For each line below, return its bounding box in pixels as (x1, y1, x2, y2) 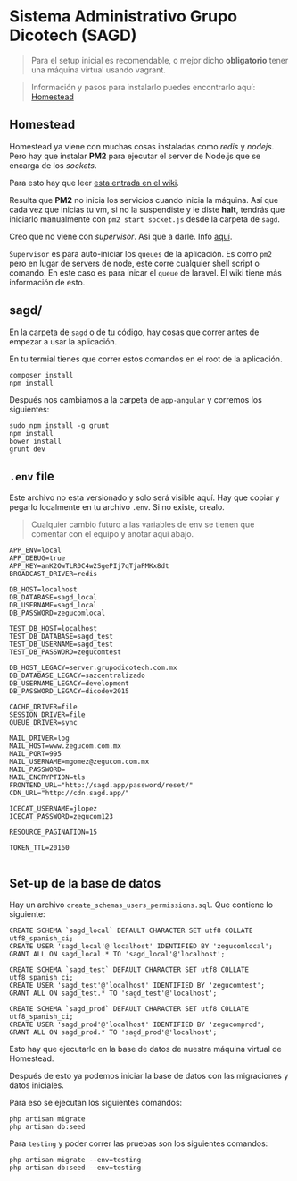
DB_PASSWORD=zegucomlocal (9, 608, 105, 618)
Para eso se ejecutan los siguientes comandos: (9, 1098, 183, 1109)
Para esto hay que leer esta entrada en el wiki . (9, 177, 180, 188)
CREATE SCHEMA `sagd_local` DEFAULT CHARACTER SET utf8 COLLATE (9, 926, 253, 936)
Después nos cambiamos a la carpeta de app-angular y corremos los (9, 394, 263, 404)
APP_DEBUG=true (9, 554, 66, 563)
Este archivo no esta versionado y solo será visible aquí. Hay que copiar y (9, 492, 280, 503)
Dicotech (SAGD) (9, 25, 137, 46)
